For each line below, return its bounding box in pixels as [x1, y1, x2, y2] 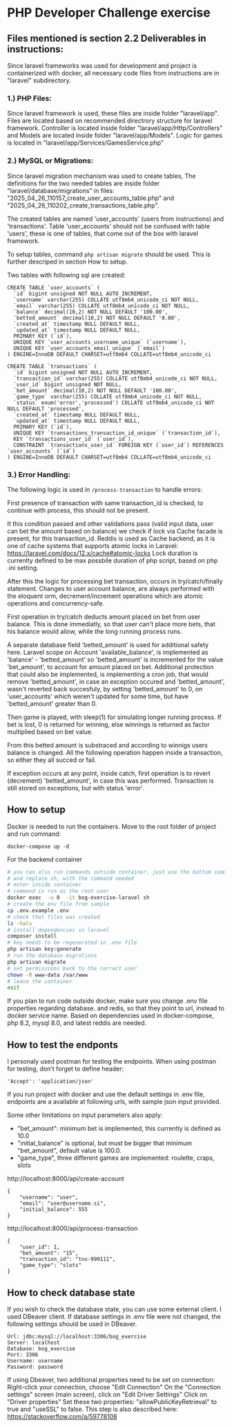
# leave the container [7, 978, 72, 985]
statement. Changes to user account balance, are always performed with [7, 584, 215, 592]
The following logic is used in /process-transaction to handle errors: [7, 485, 202, 493]
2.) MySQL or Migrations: [7, 156, 94, 165]
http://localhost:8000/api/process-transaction [7, 1224, 138, 1233]
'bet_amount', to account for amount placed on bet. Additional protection [7, 662, 214, 671]
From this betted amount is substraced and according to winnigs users [7, 740, 209, 749]
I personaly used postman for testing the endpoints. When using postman [7, 1057, 216, 1066]
